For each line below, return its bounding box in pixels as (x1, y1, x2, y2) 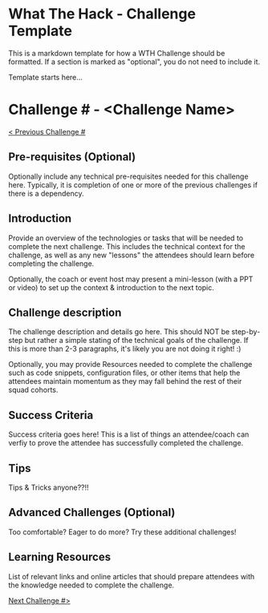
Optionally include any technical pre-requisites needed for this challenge (8, 171, 249, 181)
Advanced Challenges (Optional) (8, 506, 176, 519)
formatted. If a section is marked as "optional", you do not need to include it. (8, 57, 261, 67)
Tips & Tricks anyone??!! (8, 482, 90, 492)
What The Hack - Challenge (8, 5, 197, 23)
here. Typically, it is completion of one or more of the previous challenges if (8, 179, 258, 189)
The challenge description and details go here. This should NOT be (8, 327, 230, 337)
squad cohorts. (8, 385, 59, 395)
